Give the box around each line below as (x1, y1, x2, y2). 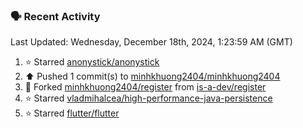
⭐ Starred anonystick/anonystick (24, 56, 160, 68)
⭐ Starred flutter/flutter (24, 107, 120, 119)
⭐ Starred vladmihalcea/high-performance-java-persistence (24, 92, 273, 104)
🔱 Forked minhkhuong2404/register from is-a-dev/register (24, 81, 267, 93)
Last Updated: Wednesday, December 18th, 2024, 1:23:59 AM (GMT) (10, 36, 293, 48)
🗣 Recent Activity (10, 9, 101, 23)
